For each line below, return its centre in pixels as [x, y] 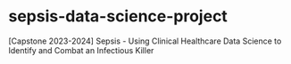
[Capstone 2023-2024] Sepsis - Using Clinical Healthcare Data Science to [145, 41]
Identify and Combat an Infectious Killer [81, 50]
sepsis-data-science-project [118, 16]
